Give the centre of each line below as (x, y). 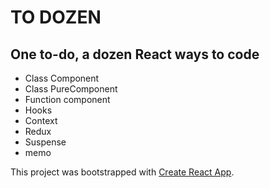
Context (41, 120)
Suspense (45, 142)
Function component (67, 99)
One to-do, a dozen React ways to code (135, 54)
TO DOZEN (56, 17)
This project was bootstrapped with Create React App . (122, 172)
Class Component (62, 78)
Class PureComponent (71, 89)
